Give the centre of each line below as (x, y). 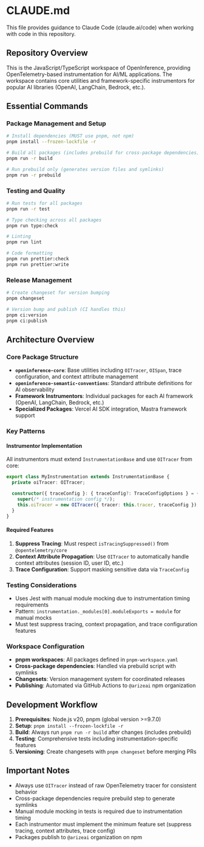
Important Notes (38, 771)
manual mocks (33, 618)
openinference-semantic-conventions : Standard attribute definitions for (104, 383)
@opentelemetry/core (41, 550)
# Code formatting (29, 253)
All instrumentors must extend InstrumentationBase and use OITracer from (99, 459)
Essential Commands (47, 106)
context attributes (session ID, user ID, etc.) (69, 563)
